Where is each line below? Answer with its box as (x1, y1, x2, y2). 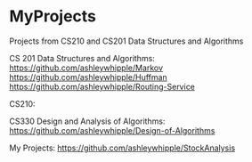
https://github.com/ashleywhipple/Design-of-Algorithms (9, 125, 215, 135)
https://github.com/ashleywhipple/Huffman (9, 71, 167, 82)
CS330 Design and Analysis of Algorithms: (9, 116, 166, 126)
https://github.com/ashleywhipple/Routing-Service (9, 81, 196, 92)
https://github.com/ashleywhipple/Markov (9, 62, 163, 73)
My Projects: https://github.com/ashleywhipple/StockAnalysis (9, 142, 236, 153)
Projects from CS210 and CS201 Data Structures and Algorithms (9, 36, 244, 46)
